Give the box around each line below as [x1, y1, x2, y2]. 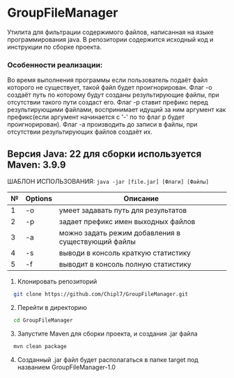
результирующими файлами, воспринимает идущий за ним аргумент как [7, 106, 226, 114]
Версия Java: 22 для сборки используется [7, 148, 202, 159]
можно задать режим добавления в [58, 228, 181, 238]
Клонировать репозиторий [17, 277, 97, 286]
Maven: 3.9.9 [7, 159, 66, 171]
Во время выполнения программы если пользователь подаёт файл [7, 76, 208, 84]
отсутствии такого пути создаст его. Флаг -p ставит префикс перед [7, 98, 209, 107]
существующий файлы [58, 237, 136, 246]
